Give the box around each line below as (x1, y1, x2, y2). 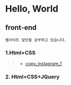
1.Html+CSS (5, 49, 35, 56)
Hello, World (5, 3, 58, 15)
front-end (5, 23, 37, 32)
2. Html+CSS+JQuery (5, 73, 60, 80)
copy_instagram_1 (25, 61, 62, 67)
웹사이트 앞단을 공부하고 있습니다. (5, 37, 67, 42)
